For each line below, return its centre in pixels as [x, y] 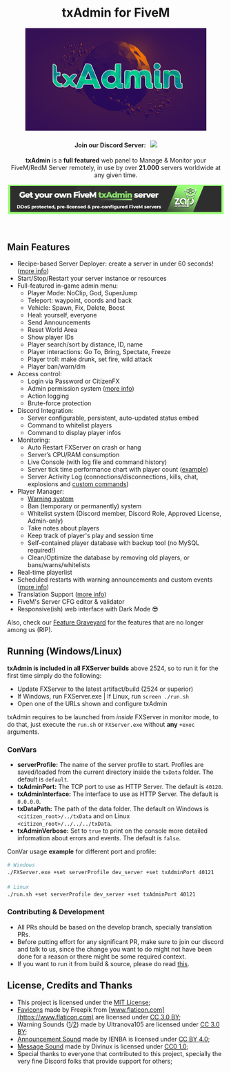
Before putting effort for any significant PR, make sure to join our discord [120, 941]
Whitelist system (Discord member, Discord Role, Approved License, [124, 513]
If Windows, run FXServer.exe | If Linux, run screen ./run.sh [103, 696]
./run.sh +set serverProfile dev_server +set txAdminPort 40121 [101, 894]
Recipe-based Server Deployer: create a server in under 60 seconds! [115, 264]
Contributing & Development [56, 912]
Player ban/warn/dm [57, 366]
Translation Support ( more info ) [62, 594]
